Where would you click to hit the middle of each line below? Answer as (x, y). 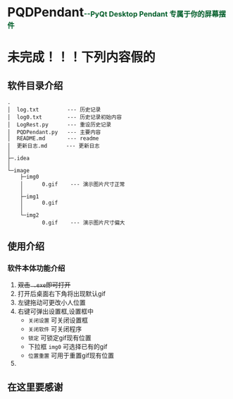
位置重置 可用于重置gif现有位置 (71, 355)
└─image (19, 171)
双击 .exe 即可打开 (44, 285)
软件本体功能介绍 (36, 268)
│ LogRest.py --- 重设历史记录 (59, 125)
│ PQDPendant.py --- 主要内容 (54, 132)
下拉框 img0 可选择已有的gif (68, 346)
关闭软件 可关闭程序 (55, 328)
